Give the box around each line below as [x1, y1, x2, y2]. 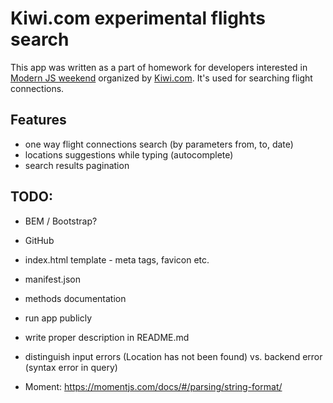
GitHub [24, 234, 55, 246]
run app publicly [24, 312, 93, 324]
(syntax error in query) [24, 361, 118, 373]
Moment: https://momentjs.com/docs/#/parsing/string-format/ [24, 380, 283, 392]
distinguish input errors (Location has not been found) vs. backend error [24, 350, 323, 362]
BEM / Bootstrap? [24, 215, 98, 227]
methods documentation [24, 292, 127, 304]
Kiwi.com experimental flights [10, 7, 267, 30]
